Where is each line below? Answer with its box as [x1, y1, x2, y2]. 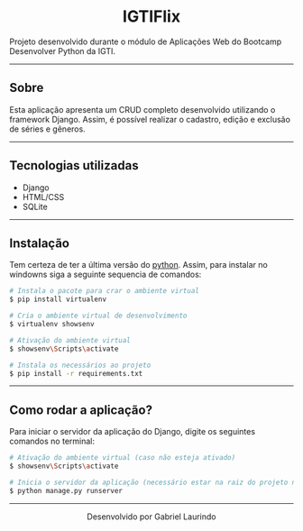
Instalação [9, 235, 70, 251]
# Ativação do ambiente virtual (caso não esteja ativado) [9, 453, 236, 462]
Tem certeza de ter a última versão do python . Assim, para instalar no [9, 260, 268, 270]
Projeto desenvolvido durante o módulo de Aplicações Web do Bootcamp [9, 36, 282, 47]
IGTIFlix [122, 6, 181, 27]
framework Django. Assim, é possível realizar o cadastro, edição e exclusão [9, 114, 291, 124]
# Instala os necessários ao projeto [9, 361, 151, 370]
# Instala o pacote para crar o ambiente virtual [9, 287, 200, 296]
